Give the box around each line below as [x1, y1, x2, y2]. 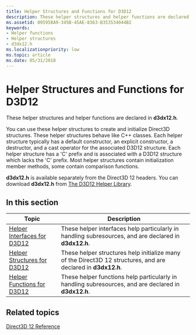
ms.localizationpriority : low [6, 47, 80, 53]
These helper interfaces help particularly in [61, 225, 179, 233]
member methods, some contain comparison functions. [6, 163, 139, 170]
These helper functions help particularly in [61, 273, 177, 281]
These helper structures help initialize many [61, 249, 181, 257]
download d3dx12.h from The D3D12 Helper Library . [6, 181, 132, 188]
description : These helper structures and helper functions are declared [6, 14, 190, 20]
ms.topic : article [6, 52, 51, 58]
